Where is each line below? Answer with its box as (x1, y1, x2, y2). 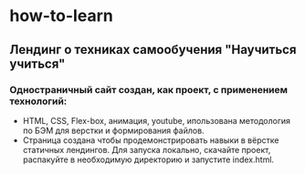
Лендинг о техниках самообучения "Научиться (9, 42, 297, 57)
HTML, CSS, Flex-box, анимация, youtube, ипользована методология (22, 115, 290, 126)
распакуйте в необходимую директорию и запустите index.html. (22, 154, 275, 165)
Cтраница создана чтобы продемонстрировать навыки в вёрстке (22, 134, 279, 146)
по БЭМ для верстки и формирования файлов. (22, 125, 205, 136)
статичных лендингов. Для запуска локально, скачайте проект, (22, 144, 271, 155)
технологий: (9, 95, 68, 107)
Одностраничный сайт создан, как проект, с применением (9, 83, 289, 96)
